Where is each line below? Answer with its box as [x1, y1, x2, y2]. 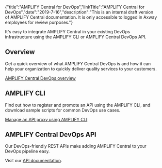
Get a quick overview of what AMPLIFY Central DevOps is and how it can [5, 60, 151, 67]
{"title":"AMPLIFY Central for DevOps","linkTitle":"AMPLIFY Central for [5, 4, 145, 10]
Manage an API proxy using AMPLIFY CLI [5, 116, 88, 122]
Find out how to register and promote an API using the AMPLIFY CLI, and [5, 102, 150, 108]
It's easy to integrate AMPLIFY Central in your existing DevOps [5, 29, 130, 34]
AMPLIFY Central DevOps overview [5, 75, 76, 81]
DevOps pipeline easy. [5, 148, 50, 154]
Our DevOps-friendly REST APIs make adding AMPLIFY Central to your [5, 143, 146, 149]
